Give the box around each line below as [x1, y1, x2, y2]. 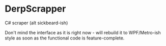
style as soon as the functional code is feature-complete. [5, 35, 125, 41]
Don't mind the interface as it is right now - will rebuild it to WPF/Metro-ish [5, 29, 161, 35]
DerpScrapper [5, 3, 66, 15]
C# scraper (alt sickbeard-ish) [5, 20, 68, 26]
